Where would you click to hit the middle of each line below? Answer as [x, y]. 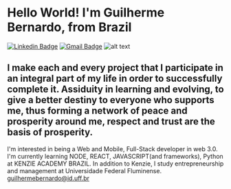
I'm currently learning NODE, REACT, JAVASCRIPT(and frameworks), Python [115, 156]
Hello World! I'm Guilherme [86, 13]
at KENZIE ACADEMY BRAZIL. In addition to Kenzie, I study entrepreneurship [115, 164]
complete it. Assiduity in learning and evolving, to [116, 90]
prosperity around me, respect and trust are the [111, 122]
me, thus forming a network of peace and [97, 111]
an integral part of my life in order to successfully [115, 79]
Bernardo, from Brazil [69, 27]
